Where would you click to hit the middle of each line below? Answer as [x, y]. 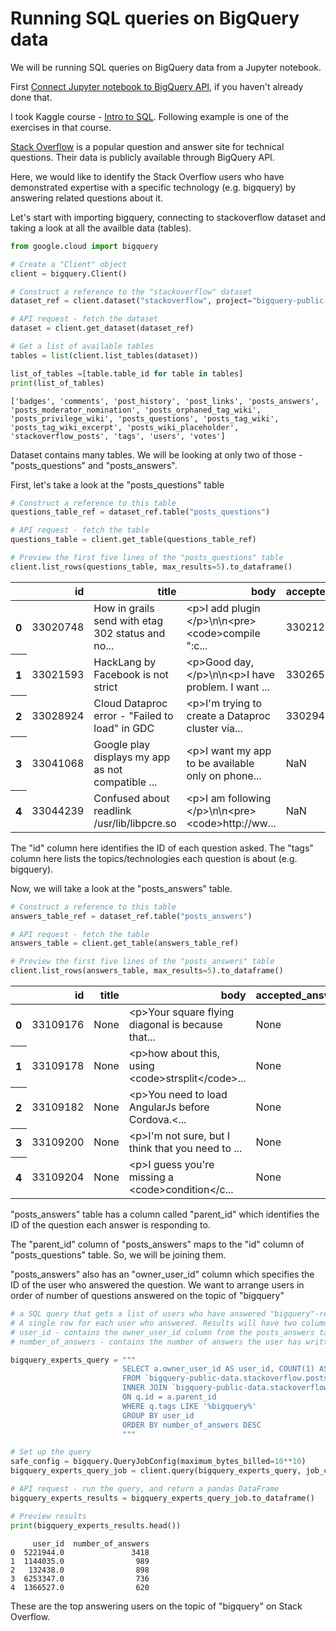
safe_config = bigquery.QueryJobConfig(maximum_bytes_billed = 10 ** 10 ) [158, 1462]
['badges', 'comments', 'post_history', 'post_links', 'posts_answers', [165, 401]
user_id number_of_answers [91, 1543]
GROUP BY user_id [158, 1415]
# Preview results [48, 1516]
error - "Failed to [133, 715]
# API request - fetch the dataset [84, 319]
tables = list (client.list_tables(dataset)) [104, 355]
